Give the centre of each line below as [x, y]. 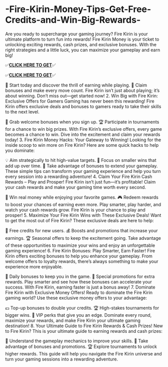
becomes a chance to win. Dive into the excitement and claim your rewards [83, 134]
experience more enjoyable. [34, 266]
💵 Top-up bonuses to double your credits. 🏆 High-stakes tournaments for [82, 308]
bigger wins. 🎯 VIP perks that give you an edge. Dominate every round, [78, 315]
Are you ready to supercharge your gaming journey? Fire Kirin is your [76, 34]
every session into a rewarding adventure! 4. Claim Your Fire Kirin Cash [79, 176]
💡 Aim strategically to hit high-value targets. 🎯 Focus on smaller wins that [81, 160]
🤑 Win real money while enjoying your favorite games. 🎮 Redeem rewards [82, 197]
